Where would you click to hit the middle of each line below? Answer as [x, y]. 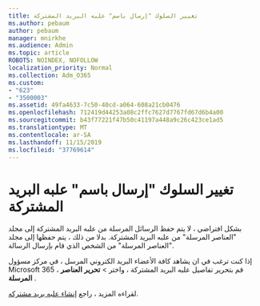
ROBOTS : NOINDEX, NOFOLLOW [53, 61]
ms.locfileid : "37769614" [51, 150]
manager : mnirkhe [37, 38]
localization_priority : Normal [60, 68]
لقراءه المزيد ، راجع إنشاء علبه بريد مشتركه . [73, 294]
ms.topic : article [39, 53]
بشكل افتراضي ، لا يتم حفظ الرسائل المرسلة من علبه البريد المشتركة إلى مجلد [125, 228]
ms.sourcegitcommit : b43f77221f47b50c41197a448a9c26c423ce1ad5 [116, 120]
